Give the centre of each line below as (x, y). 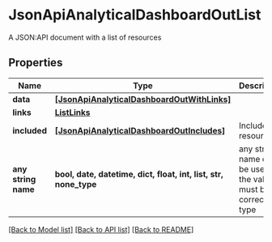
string (24, 179)
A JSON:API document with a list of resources (85, 37)
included (30, 130)
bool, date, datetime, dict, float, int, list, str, (139, 174)
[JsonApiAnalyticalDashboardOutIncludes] (140, 130)
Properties (36, 63)
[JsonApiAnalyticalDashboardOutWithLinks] (143, 99)
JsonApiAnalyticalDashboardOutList (135, 15)
